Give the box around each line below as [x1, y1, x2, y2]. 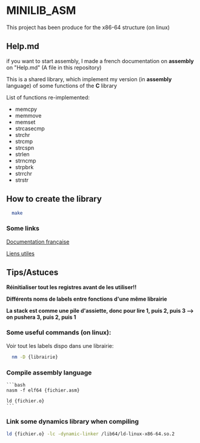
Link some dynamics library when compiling [6, 417, 139, 425]
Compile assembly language [6, 368, 92, 376]
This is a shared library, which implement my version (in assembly [6, 75, 172, 82]
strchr [15, 131, 30, 138]
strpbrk [15, 163, 34, 170]
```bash [6, 382, 26, 388]
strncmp [15, 157, 36, 164]
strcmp [15, 138, 33, 145]
